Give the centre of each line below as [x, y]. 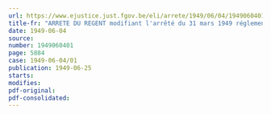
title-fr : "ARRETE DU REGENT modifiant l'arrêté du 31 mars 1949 [120, 23]
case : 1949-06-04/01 [43, 61]
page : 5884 [27, 53]
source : [21, 38]
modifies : [25, 83]
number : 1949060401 [41, 46]
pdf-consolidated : [39, 98]
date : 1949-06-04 [38, 31]
